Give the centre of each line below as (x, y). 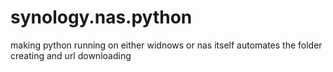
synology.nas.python (101, 17)
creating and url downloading (71, 55)
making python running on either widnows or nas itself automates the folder (166, 45)
